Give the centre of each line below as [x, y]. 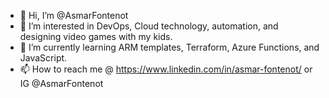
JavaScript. [43, 58]
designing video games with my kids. [96, 36]
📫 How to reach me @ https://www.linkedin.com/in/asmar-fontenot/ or [166, 69]
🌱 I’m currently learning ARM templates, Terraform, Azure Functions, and [169, 47]
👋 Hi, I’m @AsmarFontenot [74, 15]
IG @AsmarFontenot [61, 83]
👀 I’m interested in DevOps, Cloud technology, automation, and [149, 26]
